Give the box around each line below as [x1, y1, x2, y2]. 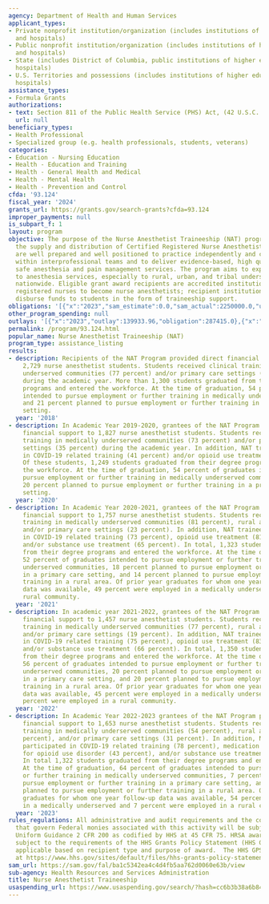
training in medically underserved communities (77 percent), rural [22, 623, 256, 631]
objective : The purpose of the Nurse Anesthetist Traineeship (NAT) [8, 236, 242, 244]
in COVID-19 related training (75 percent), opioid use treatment [22, 638, 249, 646]
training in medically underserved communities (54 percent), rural [22, 727, 256, 735]
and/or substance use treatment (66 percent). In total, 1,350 [22, 645, 239, 653]
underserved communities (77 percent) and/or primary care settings [22, 369, 256, 377]
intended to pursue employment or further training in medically [22, 392, 246, 400]
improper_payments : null [8, 213, 91, 221]
